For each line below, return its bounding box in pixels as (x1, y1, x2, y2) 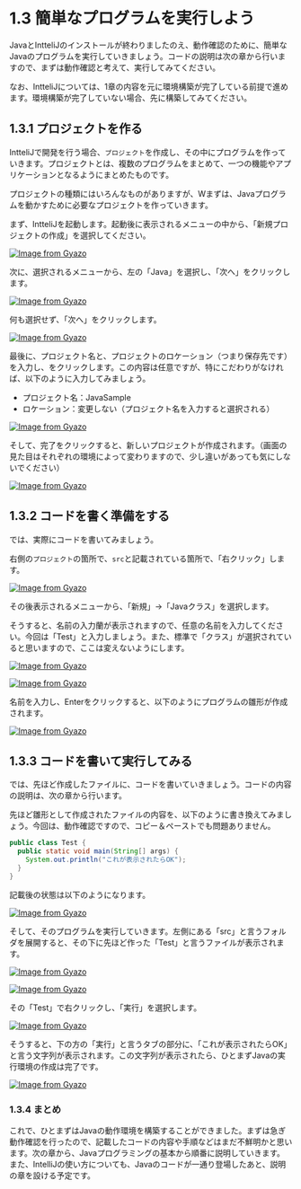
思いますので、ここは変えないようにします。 (24, 642, 190, 653)
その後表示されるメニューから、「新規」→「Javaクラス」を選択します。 (9, 601, 274, 612)
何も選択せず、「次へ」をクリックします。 (9, 313, 162, 324)
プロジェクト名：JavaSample (22, 392, 132, 402)
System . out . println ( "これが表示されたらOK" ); (25, 855, 187, 865)
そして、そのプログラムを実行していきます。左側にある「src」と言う (9, 926, 263, 937)
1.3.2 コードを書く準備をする (9, 508, 170, 524)
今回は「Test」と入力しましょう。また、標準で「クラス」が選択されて (24, 630, 285, 642)
